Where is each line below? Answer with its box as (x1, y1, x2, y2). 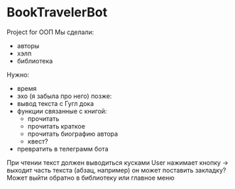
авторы (16, 41, 40, 50)
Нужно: (6, 70, 30, 79)
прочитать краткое (27, 121, 86, 130)
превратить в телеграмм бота (16, 144, 109, 153)
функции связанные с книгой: (16, 107, 107, 115)
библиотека (16, 56, 53, 65)
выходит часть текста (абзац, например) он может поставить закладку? (6, 166, 226, 174)
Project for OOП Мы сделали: (6, 28, 94, 36)
